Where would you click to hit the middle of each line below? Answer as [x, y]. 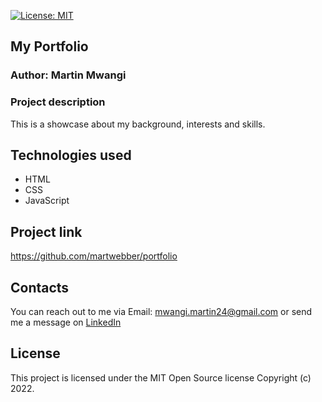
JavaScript [47, 201]
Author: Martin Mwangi [68, 75]
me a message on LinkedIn [66, 322]
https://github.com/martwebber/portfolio [94, 256]
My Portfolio [49, 46]
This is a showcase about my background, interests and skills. [138, 124]
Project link [46, 231]
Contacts [40, 287]
